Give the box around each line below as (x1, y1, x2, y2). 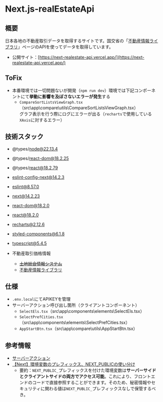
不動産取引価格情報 (12, 250, 51, 256)
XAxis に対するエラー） (19, 117, 65, 123)
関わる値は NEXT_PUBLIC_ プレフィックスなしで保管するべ (44, 386, 156, 392)
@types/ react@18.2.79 (12, 165, 58, 171)
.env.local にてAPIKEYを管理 (12, 296, 71, 302)
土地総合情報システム (19, 261, 62, 267)
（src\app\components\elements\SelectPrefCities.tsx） (19, 320, 130, 325)
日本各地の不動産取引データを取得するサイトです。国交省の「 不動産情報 (5, 38, 150, 43)
